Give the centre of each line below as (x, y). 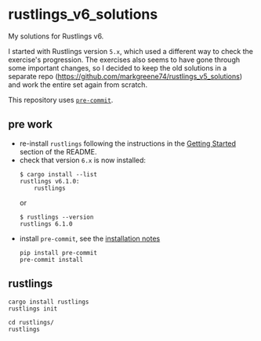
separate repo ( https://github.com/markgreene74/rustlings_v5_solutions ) (125, 76)
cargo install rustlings (49, 302)
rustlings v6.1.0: (49, 181)
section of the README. (58, 151)
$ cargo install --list (58, 174)
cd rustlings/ (31, 322)
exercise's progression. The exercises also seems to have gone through (124, 60)
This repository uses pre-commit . (61, 100)
